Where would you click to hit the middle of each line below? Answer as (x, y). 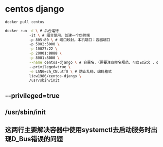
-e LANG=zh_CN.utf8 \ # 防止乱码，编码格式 (70, 72)
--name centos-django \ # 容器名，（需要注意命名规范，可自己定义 (90, 62)
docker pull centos (25, 22)
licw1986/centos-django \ (55, 76)
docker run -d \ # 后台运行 (32, 31)
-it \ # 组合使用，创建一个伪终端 (59, 35)
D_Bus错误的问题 (37, 139)
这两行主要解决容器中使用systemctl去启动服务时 (78, 130)
